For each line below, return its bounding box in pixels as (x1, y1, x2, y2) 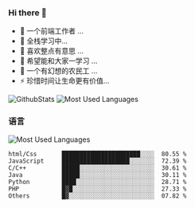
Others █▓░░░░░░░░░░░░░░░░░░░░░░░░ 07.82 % (8, 191, 187, 200)
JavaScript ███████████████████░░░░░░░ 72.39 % (8, 157, 187, 165)
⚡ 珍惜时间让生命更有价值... (19, 76, 110, 86)
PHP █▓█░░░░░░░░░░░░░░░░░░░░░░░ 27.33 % (8, 185, 187, 193)
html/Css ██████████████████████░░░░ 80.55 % (8, 150, 187, 158)
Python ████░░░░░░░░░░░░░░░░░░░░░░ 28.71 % (8, 178, 187, 186)
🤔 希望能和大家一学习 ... (19, 56, 98, 66)
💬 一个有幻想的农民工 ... (19, 66, 98, 76)
